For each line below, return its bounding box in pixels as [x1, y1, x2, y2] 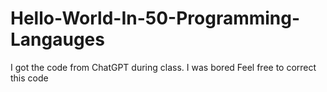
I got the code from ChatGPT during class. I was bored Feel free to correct [10, 61, 317, 73]
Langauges [10, 28, 105, 51]
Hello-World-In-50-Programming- [10, 7, 301, 30]
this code [10, 72, 49, 84]
